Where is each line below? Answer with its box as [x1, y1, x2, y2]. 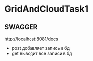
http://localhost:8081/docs [4, 36, 59, 41]
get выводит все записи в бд [11, 50, 72, 56]
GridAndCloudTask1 [4, 3, 89, 15]
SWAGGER [4, 23, 38, 31]
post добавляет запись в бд [11, 45, 70, 51]
